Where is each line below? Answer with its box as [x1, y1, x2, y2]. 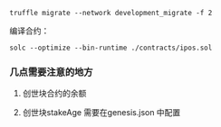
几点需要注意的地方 [9, 66, 93, 78]
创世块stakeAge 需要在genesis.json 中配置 [22, 107, 181, 118]
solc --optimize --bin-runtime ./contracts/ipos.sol [9, 43, 213, 52]
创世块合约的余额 [22, 88, 87, 99]
